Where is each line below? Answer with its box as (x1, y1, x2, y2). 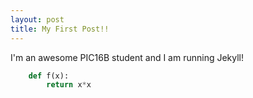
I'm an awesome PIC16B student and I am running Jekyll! (10, 51, 245, 63)
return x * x (46, 80, 92, 90)
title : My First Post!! (10, 24, 110, 34)
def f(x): (28, 71, 70, 81)
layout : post (10, 14, 65, 25)
